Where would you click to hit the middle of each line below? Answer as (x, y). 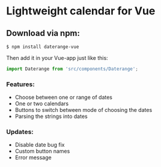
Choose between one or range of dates (64, 98)
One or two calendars (42, 104)
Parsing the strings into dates (51, 116)
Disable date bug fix (40, 145)
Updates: (20, 132)
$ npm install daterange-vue (43, 47)
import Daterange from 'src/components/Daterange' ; (72, 69)
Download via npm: (43, 33)
